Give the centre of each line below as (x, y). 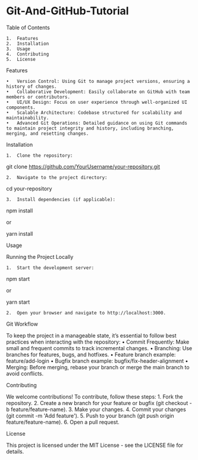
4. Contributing (28, 54)
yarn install (20, 233)
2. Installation (28, 44)
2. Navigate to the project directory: (57, 177)
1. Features (22, 38)
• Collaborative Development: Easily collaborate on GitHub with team (98, 92)
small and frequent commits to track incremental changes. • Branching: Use (99, 348)
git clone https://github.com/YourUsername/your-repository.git (83, 166)
